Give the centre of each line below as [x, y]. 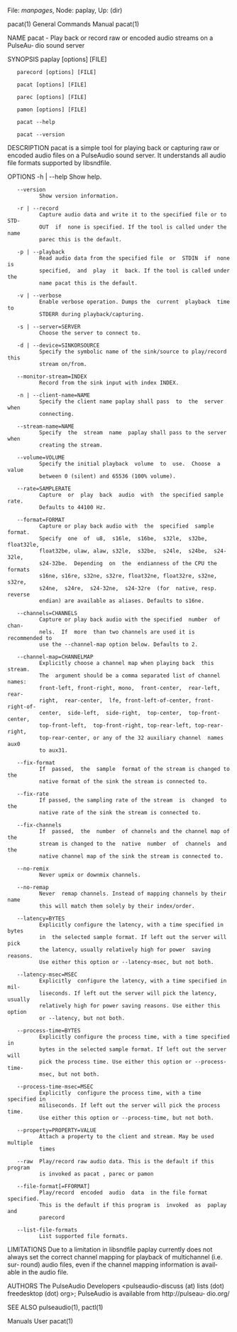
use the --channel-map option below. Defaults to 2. [118, 644]
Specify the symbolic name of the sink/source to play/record [133, 352]
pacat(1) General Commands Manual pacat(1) [73, 24]
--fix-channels [39, 825]
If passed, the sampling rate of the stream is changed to [133, 800]
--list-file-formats [47, 1230]
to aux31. [54, 750]
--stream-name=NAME [45, 426]
